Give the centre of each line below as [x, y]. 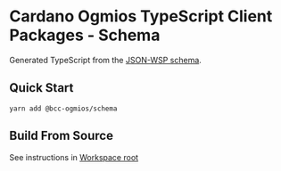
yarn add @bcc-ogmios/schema [63, 109]
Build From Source [62, 136]
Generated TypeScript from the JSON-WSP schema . [106, 60]
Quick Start [41, 88]
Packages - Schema [85, 35]
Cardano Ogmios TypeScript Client [141, 16]
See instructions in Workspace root [74, 157]
